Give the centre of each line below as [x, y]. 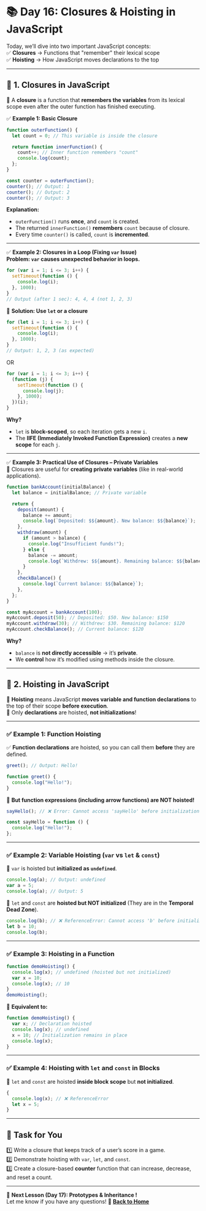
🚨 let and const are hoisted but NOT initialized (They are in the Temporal [100, 903]
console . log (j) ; [43, 391]
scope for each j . [37, 444]
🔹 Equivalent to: [27, 1007]
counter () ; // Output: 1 [38, 186]
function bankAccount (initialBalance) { [59, 487]
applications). [24, 476]
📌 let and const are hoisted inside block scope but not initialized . [90, 1081]
